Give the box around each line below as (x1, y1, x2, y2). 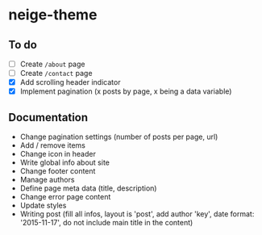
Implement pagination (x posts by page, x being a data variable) (19, 86, 232, 96)
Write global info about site (19, 157, 110, 167)
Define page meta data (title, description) (19, 183, 157, 193)
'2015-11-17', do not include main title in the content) (19, 218, 193, 228)
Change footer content (19, 166, 96, 176)
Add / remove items (19, 141, 86, 150)
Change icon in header (19, 149, 97, 159)
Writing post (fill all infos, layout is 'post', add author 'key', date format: (19, 209, 255, 219)
